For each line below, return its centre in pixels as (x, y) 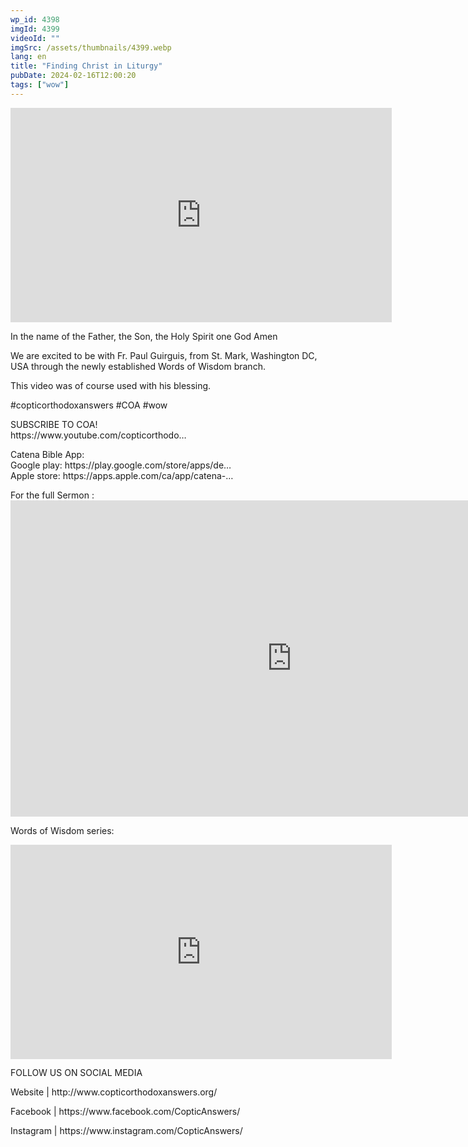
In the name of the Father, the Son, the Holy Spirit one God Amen (144, 336)
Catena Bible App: (47, 454)
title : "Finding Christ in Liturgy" (86, 66)
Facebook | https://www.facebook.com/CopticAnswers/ (125, 1112)
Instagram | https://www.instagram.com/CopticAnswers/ (126, 1131)
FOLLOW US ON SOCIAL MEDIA (76, 1073)
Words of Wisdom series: (62, 830)
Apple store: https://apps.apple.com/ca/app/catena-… (122, 475)
